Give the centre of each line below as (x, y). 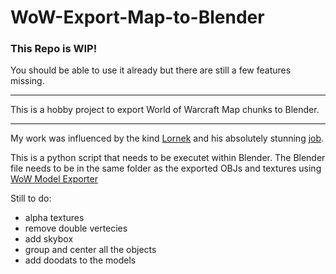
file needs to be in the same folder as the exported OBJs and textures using (166, 168)
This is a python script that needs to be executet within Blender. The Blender (168, 158)
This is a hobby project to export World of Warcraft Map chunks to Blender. (165, 110)
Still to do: (31, 198)
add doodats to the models (80, 260)
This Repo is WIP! (54, 49)
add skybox (49, 239)
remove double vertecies (76, 228)
